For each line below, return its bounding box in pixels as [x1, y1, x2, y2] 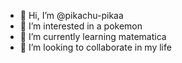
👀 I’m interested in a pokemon [19, 20, 143, 32]
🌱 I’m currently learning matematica [19, 31, 167, 42]
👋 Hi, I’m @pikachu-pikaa [19, 10, 124, 21]
